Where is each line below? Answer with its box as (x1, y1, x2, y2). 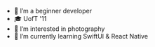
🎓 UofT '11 (13, 15, 47, 22)
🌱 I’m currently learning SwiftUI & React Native (13, 32, 149, 40)
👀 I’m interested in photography (13, 25, 105, 33)
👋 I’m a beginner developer (13, 7, 93, 15)
